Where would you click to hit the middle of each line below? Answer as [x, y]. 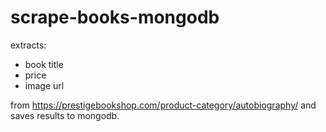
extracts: [28, 45]
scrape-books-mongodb [115, 17]
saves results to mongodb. [65, 115]
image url [44, 85]
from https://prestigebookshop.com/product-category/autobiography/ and [163, 105]
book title [44, 64]
